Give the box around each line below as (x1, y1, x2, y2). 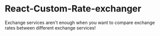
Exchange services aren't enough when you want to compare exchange (5, 19, 155, 25)
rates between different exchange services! (5, 24, 96, 30)
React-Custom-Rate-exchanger (5, 3, 142, 14)
